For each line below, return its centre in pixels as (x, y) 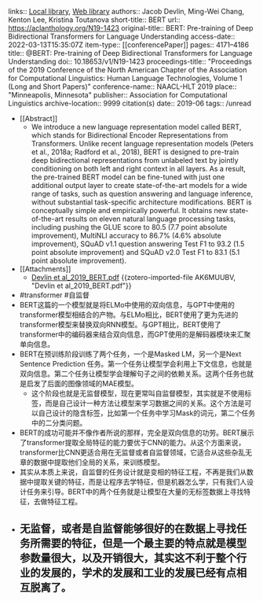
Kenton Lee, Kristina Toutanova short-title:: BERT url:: (94, 20)
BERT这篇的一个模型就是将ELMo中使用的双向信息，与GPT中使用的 (127, 305)
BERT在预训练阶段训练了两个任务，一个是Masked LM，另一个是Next (130, 354)
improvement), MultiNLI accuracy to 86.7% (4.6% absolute (126, 236)
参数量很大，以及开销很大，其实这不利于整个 (128, 558)
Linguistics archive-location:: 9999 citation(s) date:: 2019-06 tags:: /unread (130, 103)
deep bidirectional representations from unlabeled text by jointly (135, 160)
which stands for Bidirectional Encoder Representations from (130, 135)
